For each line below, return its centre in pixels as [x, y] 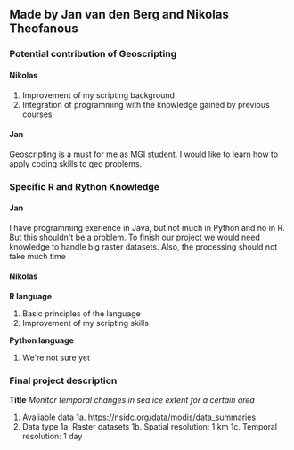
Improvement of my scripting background [98, 95]
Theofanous [44, 29]
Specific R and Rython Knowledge [85, 186]
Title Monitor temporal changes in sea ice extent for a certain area [132, 400]
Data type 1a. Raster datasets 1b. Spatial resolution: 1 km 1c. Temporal [150, 427]
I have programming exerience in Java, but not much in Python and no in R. [147, 227]
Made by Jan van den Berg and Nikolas [119, 15]
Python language [41, 340]
